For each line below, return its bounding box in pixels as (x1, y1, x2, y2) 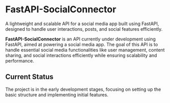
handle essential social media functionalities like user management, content (5, 47, 165, 53)
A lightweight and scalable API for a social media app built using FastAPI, (5, 20, 159, 27)
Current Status (5, 73, 54, 81)
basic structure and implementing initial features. (5, 91, 109, 98)
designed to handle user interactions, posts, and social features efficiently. (5, 26, 163, 32)
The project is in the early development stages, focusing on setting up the (5, 86, 161, 92)
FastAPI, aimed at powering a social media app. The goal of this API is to (5, 41, 158, 47)
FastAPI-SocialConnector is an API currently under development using (5, 36, 156, 42)
